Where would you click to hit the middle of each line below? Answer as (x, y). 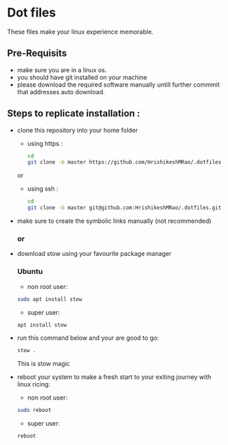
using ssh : (43, 189)
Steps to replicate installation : (74, 114)
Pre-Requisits (37, 53)
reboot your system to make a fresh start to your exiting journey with (114, 377)
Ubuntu (30, 272)
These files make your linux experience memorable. (80, 32)
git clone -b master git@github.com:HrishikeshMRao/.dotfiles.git (124, 208)
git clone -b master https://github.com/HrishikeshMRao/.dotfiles (124, 162)
